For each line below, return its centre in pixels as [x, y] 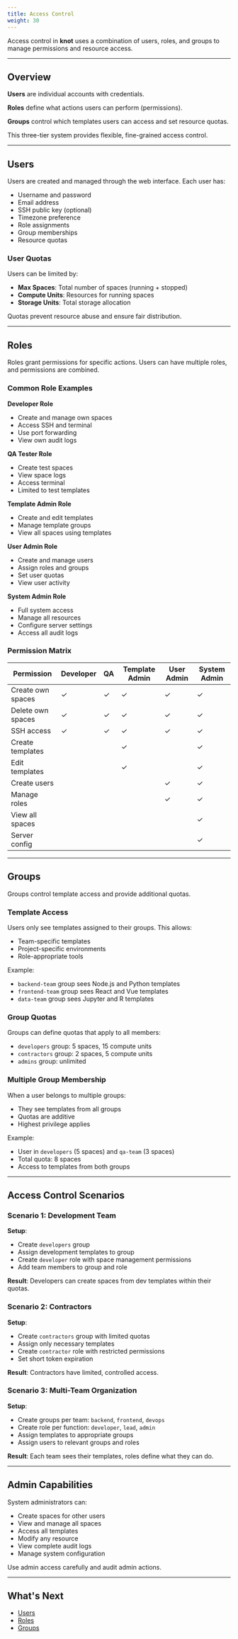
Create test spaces [45, 467]
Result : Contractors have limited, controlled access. [83, 1372]
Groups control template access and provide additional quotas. [99, 894]
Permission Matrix [40, 651]
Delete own [30, 710]
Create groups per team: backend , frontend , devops [91, 1419]
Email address [38, 203]
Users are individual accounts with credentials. [76, 94]
